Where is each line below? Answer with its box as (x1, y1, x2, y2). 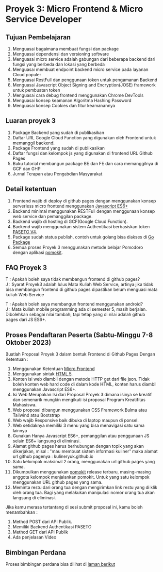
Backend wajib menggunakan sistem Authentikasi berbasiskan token (12, 223, 150, 229)
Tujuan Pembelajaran (5, 33, 71, 41)
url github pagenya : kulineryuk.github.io (12, 454, 94, 459)
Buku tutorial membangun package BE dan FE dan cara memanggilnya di (12, 160, 159, 166)
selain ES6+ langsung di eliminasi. (12, 438, 81, 444)
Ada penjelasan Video (12, 534, 57, 540)
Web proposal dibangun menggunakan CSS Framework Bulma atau (12, 407, 147, 413)
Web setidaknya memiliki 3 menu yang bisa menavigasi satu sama (12, 422, 145, 428)
